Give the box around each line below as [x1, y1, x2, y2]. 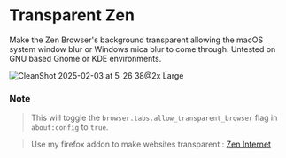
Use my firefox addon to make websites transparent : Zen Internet [30, 139, 272, 150]
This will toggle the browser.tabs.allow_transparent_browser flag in [30, 112, 278, 124]
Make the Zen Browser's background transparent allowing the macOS [9, 34, 264, 45]
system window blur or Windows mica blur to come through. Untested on [9, 43, 276, 54]
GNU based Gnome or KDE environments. [9, 53, 162, 64]
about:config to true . [30, 122, 109, 132]
